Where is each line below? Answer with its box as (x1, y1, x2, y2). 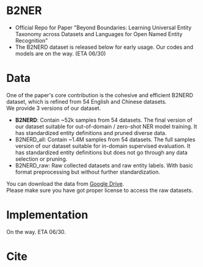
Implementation (6, 208, 88, 222)
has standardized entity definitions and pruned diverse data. (15, 129, 167, 136)
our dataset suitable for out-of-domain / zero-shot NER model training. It (15, 123, 198, 130)
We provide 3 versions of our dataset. (6, 104, 101, 112)
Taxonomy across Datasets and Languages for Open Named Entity (15, 30, 183, 37)
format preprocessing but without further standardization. (15, 168, 160, 175)
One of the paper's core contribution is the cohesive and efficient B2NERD (6, 91, 193, 98)
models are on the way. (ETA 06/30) (15, 49, 106, 57)
